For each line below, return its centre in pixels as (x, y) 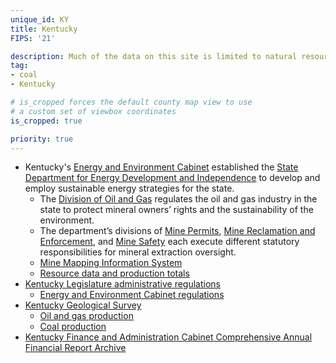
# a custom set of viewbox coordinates (93, 111)
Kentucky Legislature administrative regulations (122, 284)
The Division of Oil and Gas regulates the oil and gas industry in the (178, 199)
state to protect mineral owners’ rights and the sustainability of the (176, 210)
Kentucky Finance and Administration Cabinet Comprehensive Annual (168, 337)
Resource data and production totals (114, 273)
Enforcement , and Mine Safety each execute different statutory (169, 242)
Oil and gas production (86, 316)
